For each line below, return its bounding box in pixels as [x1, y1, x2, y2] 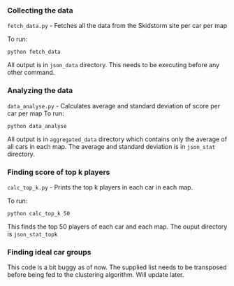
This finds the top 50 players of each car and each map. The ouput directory [7, 222, 228, 231]
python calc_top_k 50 [7, 210, 71, 217]
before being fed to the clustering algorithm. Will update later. [7, 271, 184, 279]
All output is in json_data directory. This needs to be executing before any [7, 61, 220, 69]
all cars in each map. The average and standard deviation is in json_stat [7, 142, 216, 150]
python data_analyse [7, 122, 68, 129]
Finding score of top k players [7, 167, 110, 177]
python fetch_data [7, 48, 61, 56]
